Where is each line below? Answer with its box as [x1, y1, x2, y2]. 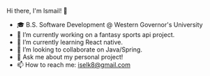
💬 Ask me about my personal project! [16, 53, 123, 61]
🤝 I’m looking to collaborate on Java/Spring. [16, 45, 142, 54]
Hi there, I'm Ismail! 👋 [6, 7, 68, 15]
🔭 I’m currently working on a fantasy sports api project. [16, 31, 175, 38]
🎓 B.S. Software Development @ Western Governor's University [16, 21, 203, 29]
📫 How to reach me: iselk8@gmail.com [16, 61, 130, 69]
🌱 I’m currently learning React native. [16, 38, 123, 46]
